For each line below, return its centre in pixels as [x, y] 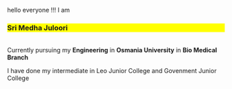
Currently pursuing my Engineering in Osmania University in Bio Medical [112, 50]
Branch [18, 57]
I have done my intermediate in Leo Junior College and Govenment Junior [112, 71]
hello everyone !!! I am [39, 10]
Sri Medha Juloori [38, 28]
